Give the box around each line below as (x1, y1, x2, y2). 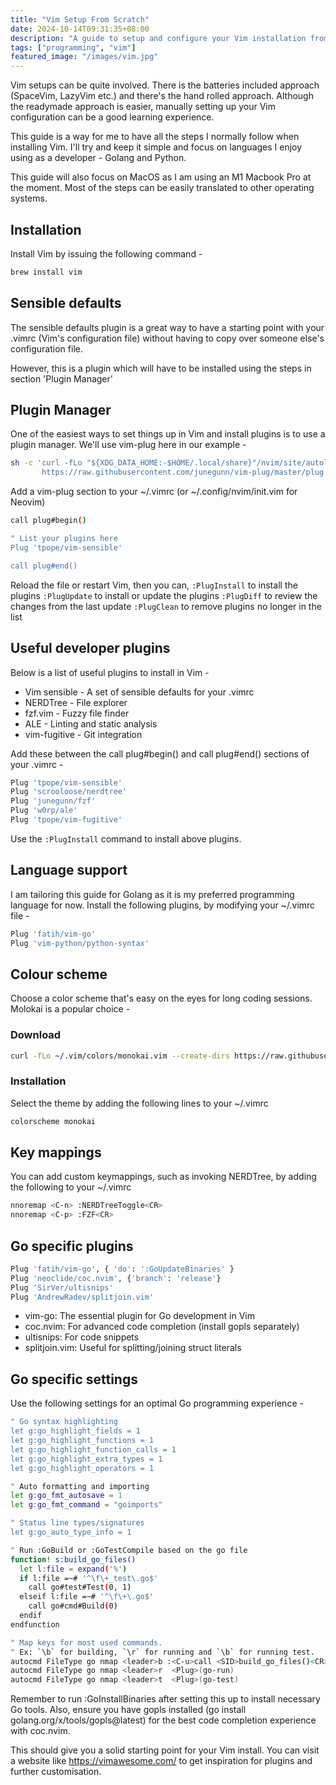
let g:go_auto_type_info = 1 (10, 1527, 132, 1538)
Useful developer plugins (10, 640, 171, 657)
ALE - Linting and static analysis (24, 717, 158, 730)
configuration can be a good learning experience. (10, 111, 215, 123)
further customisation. (10, 1766, 102, 1778)
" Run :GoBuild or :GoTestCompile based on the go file (10, 1545, 248, 1555)
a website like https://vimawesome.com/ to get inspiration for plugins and (10, 1755, 313, 1767)
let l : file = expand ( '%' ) (19, 1564, 128, 1574)
